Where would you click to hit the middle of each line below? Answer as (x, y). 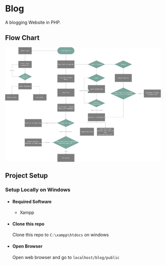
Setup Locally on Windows (38, 190)
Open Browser (27, 246)
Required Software (32, 202)
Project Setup (27, 176)
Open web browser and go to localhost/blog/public (66, 257)
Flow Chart (22, 38)
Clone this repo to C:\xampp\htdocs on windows (61, 235)
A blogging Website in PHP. (33, 22)
